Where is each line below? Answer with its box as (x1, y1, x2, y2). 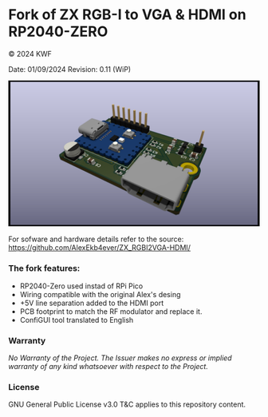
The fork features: (8, 263, 81, 274)
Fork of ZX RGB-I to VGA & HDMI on (8, 6, 246, 24)
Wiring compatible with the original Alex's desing (19, 289, 181, 299)
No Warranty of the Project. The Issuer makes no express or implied (8, 353, 233, 363)
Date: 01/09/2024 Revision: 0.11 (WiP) (8, 64, 132, 73)
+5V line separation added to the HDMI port (19, 298, 164, 308)
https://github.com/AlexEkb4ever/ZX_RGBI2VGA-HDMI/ (8, 243, 191, 252)
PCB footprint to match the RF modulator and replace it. (19, 306, 203, 316)
